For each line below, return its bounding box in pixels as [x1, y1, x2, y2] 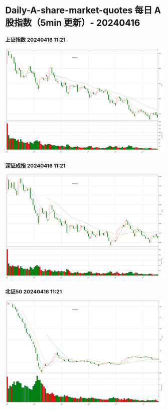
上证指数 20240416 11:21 [5, 36, 66, 43]
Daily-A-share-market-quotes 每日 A [5, 5, 161, 16]
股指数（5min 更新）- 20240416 [5, 17, 140, 29]
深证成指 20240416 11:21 [5, 162, 66, 169]
